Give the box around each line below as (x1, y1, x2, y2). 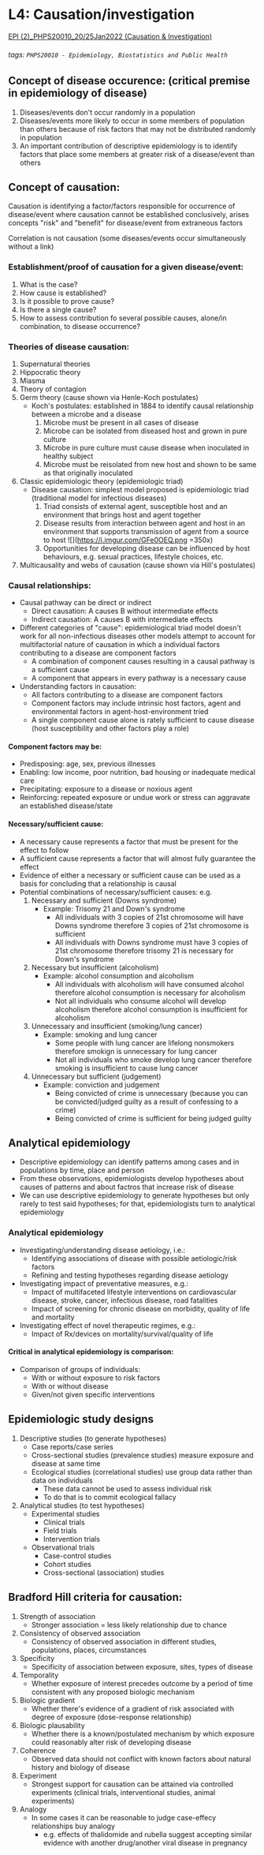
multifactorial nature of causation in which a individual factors (19, 640, 221, 649)
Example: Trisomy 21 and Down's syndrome (43, 903, 185, 913)
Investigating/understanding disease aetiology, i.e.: (19, 1245, 186, 1255)
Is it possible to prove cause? (19, 296, 115, 305)
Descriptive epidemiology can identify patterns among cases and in (19, 1158, 240, 1167)
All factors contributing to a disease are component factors (31, 690, 223, 700)
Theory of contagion (19, 384, 87, 394)
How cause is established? (19, 288, 107, 297)
